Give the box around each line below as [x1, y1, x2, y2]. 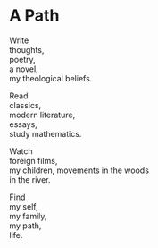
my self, [9, 201, 38, 211]
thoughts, [9, 44, 45, 55]
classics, [9, 99, 42, 110]
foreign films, [9, 155, 58, 166]
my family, [9, 210, 47, 221]
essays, [9, 118, 37, 130]
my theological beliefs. [9, 73, 93, 83]
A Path [9, 5, 60, 26]
